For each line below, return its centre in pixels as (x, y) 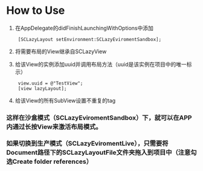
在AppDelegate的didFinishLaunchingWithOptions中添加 (84, 28)
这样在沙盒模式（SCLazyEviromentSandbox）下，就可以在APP (99, 117)
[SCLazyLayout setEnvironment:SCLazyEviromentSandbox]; (90, 39)
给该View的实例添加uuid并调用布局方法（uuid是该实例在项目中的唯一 (101, 64)
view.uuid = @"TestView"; (50, 83)
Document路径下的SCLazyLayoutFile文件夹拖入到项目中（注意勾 (101, 152)
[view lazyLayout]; (42, 88)
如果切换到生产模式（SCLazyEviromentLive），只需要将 (87, 143)
